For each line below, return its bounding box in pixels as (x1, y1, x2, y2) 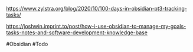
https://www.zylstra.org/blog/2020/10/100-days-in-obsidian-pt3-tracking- (6, 5, 187, 12)
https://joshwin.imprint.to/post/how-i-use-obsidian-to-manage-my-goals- (6, 23, 187, 30)
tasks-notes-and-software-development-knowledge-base (6, 29, 148, 36)
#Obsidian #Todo (6, 41, 48, 47)
